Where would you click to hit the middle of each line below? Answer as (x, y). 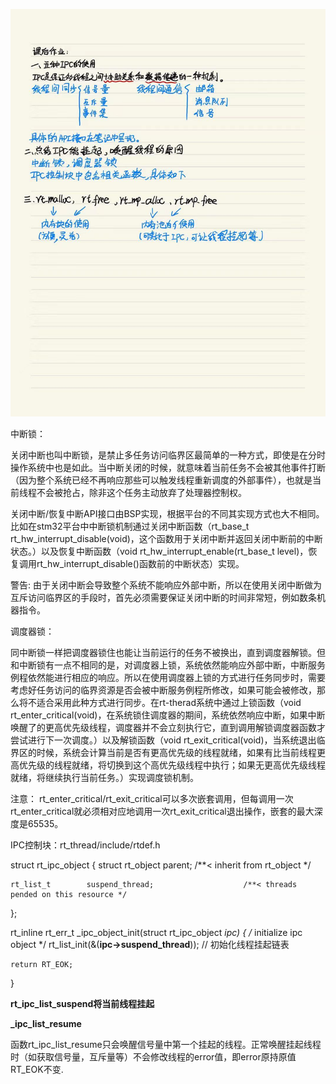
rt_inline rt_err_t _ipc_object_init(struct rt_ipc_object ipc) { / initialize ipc (156, 933)
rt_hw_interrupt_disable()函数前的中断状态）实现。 (140, 564)
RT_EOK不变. (37, 1070)
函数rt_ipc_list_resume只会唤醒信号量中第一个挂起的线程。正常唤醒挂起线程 (166, 1045)
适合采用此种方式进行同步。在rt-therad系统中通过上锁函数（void (169, 703)
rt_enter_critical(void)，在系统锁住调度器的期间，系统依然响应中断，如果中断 (168, 715)
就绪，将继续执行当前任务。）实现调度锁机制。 (104, 778)
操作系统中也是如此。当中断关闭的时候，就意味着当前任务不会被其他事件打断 (168, 468)
